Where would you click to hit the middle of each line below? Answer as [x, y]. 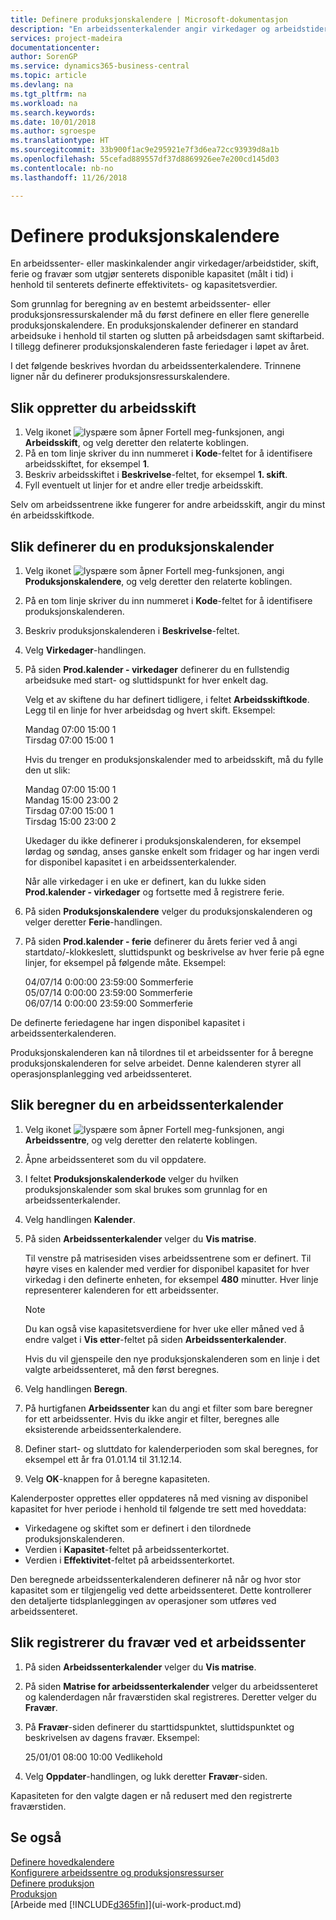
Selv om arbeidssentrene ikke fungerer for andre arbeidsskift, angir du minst [168, 505]
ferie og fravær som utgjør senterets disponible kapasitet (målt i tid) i [152, 274]
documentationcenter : [55, 47]
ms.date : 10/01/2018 [53, 122]
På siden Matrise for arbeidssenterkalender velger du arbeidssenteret [171, 1686]
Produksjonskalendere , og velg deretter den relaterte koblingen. [158, 582]
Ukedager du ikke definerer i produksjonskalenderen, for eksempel [163, 841]
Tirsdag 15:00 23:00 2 [70, 822]
